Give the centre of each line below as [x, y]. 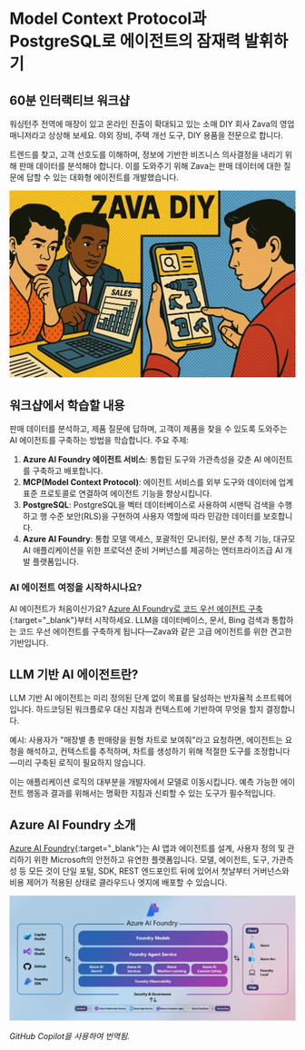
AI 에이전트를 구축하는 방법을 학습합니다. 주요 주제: [99, 441]
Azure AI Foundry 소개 [73, 824]
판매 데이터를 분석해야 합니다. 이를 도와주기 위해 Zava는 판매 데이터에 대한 [150, 166]
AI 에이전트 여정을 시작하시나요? [76, 587]
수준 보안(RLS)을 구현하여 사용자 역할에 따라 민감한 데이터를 [155, 516]
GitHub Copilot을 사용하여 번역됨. [69, 1036]
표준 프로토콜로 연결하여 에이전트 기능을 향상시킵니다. [117, 494]
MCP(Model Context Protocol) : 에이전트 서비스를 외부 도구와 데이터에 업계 [158, 482]
